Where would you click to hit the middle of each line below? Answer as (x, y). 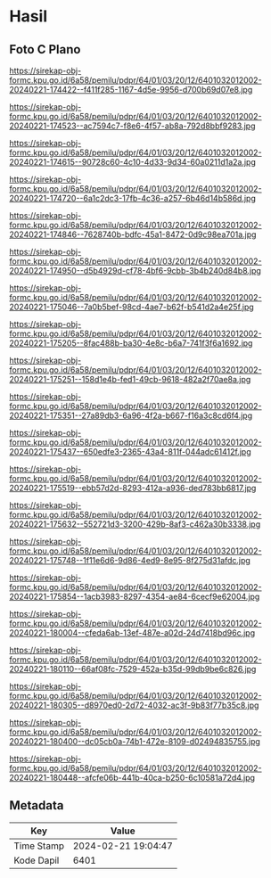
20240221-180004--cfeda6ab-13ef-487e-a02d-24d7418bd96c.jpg (132, 633)
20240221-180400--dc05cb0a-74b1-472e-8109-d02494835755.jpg (135, 741)
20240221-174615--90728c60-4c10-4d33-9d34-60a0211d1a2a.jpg (133, 162)
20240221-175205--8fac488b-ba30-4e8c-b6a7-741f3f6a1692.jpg (131, 343)
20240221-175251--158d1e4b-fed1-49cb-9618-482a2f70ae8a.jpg (130, 379)
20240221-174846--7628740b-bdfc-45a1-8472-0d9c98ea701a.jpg (133, 234)
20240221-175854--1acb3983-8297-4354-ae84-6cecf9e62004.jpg (135, 596)
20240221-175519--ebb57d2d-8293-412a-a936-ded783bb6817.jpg (133, 488)
